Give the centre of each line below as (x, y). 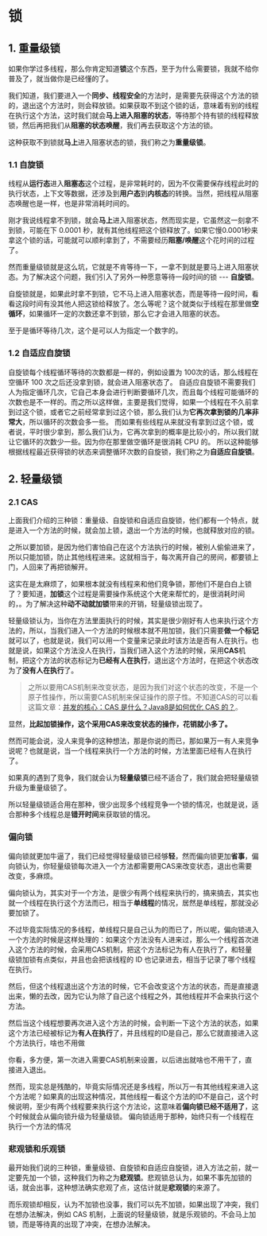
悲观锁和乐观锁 (37, 1149)
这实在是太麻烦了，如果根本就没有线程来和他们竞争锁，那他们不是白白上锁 (130, 584)
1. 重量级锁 (35, 48)
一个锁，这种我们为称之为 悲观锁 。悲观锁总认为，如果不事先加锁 (140, 1177)
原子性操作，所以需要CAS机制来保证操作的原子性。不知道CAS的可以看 (143, 697)
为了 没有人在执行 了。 (43, 670)
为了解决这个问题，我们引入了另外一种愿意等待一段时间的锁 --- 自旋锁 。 (140, 277)
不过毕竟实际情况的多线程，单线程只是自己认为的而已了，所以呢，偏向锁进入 (133, 929)
